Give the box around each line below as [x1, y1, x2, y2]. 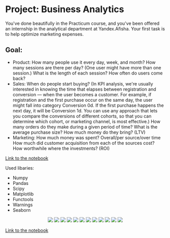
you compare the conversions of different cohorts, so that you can [12, 113, 152, 119]
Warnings [12, 202, 33, 208]
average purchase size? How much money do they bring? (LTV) [12, 129, 146, 135]
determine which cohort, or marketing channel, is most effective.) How [12, 118, 161, 125]
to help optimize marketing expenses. [5, 31, 84, 37]
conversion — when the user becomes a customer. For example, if [12, 91, 152, 97]
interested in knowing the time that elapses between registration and [12, 86, 156, 92]
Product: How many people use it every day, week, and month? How [12, 59, 156, 65]
